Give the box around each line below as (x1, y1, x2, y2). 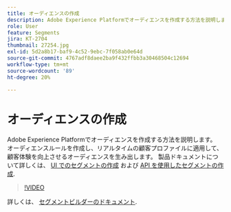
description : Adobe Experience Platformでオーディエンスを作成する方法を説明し (7, 16, 221, 23)
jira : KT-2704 (7, 36, 48, 43)
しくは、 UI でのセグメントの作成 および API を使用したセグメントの (25, 161, 218, 169)
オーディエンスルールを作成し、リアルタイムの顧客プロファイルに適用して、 (7, 144, 223, 152)
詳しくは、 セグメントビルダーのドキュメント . (7, 198, 137, 206)
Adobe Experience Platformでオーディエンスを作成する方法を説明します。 (7, 135, 217, 144)
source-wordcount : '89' (7, 67, 76, 74)
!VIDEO (23, 183, 45, 192)
